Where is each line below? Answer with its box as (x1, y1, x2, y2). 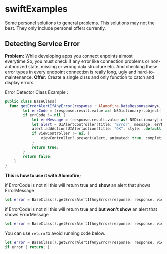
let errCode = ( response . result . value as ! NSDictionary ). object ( (23, 108, 162, 113)
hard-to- (137, 69, 155, 75)
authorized (5, 63, 27, 69)
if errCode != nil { (23, 113, 66, 118)
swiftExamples (5, 3, 68, 15)
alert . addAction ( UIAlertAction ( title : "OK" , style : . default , (31, 127, 164, 131)
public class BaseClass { (5, 99, 57, 104)
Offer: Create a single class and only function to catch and (34, 74, 154, 80)
